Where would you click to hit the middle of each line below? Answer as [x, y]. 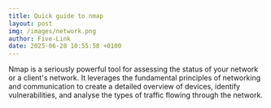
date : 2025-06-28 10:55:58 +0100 [65, 46]
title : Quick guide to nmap [56, 16]
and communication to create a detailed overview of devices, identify [125, 87]
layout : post [31, 24]
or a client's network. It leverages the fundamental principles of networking [135, 78]
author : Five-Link [39, 39]
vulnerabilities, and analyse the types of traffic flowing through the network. [135, 95]
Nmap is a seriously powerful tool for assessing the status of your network [133, 69]
